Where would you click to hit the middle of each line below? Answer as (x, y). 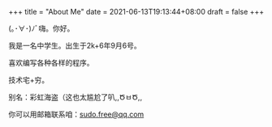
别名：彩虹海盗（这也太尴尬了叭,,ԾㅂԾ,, (76, 97)
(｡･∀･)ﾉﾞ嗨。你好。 (41, 28)
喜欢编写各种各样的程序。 (51, 63)
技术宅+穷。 (29, 80)
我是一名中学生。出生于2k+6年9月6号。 (75, 45)
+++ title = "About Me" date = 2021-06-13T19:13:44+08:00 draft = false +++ (136, 12)
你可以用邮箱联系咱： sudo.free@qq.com (76, 114)
